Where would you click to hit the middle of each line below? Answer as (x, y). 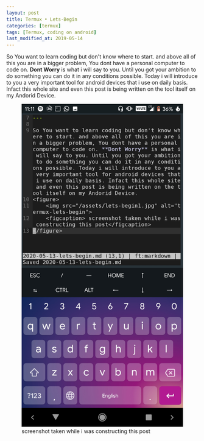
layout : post (23, 13)
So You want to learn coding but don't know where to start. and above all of (101, 57)
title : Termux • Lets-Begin (42, 19)
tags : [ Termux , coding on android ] (51, 32)
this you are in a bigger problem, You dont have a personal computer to (96, 63)
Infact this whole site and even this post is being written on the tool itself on (101, 89)
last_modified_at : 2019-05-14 (45, 39)
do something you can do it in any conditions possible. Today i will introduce (102, 76)
